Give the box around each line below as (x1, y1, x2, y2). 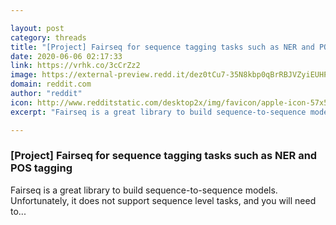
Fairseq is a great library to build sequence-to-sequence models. (10, 184, 278, 196)
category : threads (10, 32, 87, 43)
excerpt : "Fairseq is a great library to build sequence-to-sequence (10, 107, 307, 117)
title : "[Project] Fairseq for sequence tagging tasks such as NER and (10, 42, 315, 52)
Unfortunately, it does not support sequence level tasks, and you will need (10, 194, 317, 206)
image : (10, 70, 38, 80)
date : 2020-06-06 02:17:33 (10, 51, 123, 61)
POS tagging (10, 161, 73, 175)
